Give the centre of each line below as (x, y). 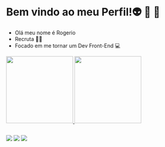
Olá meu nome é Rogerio (45, 32)
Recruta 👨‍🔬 (28, 39)
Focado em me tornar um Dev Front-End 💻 (67, 45)
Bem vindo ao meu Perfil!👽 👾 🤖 (83, 12)
